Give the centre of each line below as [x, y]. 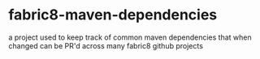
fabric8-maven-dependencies [113, 15]
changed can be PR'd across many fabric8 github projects [106, 45]
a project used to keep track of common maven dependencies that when [130, 37]
